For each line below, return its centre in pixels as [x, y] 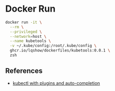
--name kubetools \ [31, 41]
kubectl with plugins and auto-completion [56, 83]
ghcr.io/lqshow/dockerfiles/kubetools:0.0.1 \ [60, 51]
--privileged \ [26, 32]
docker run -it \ [24, 22]
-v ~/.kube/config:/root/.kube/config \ [53, 46]
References [24, 71]
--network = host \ [28, 36]
